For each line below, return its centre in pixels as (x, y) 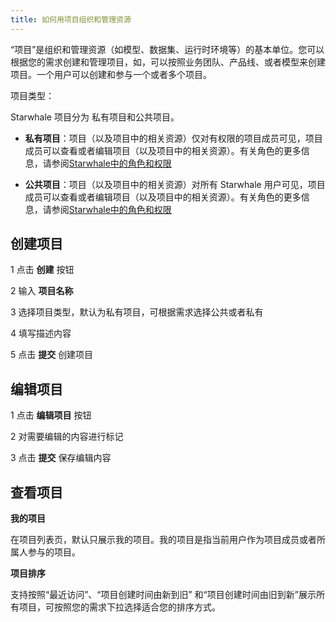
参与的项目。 (54, 552)
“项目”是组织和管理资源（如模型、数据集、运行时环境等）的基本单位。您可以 (167, 49)
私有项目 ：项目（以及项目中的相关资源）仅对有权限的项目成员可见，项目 (173, 138)
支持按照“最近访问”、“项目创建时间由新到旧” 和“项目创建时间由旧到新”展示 (163, 595)
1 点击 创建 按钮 (42, 270)
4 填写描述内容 (41, 333)
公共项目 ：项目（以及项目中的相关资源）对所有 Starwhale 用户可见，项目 (175, 184)
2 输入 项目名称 (42, 291)
